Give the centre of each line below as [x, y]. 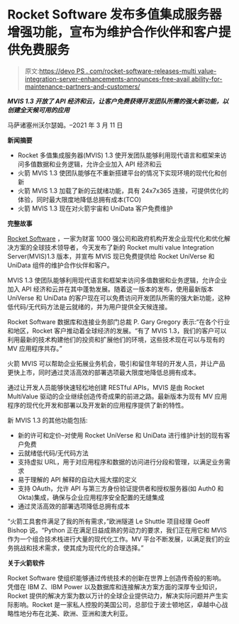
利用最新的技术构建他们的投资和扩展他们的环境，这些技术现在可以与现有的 [116, 339]
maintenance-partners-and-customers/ [82, 87]
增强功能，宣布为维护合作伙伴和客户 [113, 32]
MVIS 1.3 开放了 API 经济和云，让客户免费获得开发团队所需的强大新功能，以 [118, 101]
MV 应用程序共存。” [35, 348]
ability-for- [207, 79]
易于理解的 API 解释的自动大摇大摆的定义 [77, 479]
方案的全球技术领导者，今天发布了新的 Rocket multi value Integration [113, 247]
